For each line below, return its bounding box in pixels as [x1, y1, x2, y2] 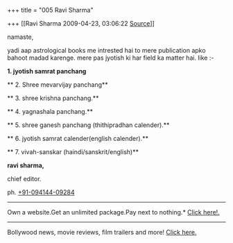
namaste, [7, 33, 34, 41]
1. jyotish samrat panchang [7, 67, 87, 75]
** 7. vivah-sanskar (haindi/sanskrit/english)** [7, 148, 139, 156]
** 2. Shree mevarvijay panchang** [7, 81, 109, 89]
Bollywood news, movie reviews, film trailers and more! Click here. [7, 228, 197, 236]
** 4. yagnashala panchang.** [7, 108, 94, 115]
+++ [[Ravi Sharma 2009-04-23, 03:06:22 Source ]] [7, 19, 155, 27]
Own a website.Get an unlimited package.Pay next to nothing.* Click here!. [7, 208, 220, 216]
